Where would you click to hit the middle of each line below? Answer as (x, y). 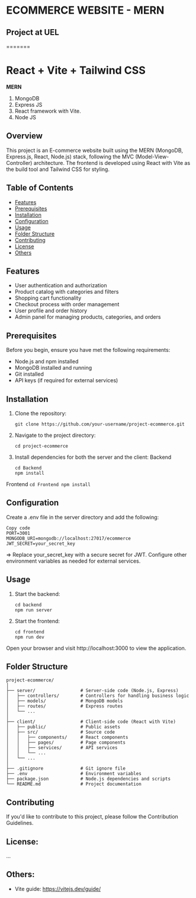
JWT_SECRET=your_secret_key (41, 544)
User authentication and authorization (61, 285)
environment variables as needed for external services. (73, 561)
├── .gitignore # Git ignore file (66, 769)
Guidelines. (20, 823)
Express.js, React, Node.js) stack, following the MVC (70, 156)
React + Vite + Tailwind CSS (76, 70)
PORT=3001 (18, 533)
